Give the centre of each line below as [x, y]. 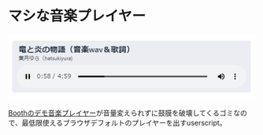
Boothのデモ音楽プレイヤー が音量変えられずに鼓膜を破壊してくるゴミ [121, 113]
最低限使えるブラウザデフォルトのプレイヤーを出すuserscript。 [124, 122]
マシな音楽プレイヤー [77, 16]
